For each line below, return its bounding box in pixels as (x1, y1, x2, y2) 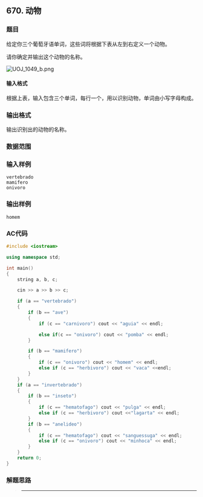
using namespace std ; (6, 254, 61, 260)
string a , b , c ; (17, 276, 59, 282)
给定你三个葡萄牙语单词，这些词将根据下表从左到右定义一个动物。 (6, 40, 170, 47)
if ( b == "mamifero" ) (28, 348, 83, 354)
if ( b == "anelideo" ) (28, 421, 83, 427)
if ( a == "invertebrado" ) (17, 382, 83, 388)
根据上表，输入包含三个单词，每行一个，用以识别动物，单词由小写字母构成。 (6, 94, 197, 102)
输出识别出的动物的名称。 (6, 126, 70, 133)
